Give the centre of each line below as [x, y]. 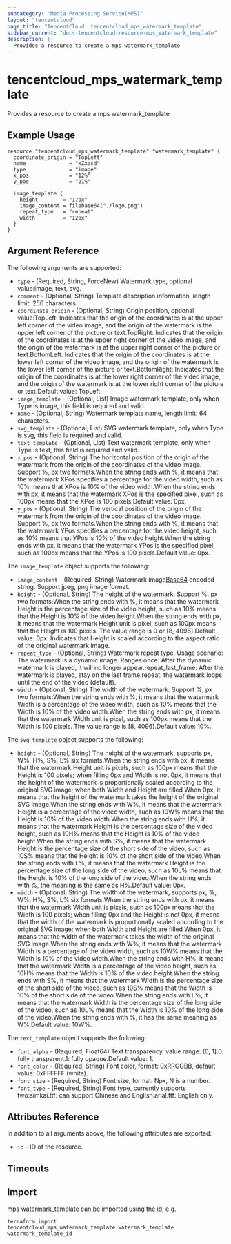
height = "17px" [54, 200]
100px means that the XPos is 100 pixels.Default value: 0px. [102, 501]
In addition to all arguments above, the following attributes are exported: [110, 1133]
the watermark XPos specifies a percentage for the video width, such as [120, 479]
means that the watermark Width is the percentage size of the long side [119, 1002]
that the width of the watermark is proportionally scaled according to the [120, 921]
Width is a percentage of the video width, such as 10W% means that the [120, 951]
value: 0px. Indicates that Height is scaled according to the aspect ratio [118, 638]
